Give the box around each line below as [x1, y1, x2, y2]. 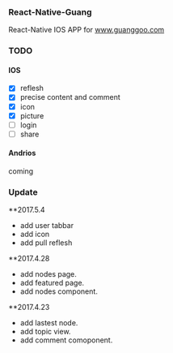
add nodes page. [19, 269, 77, 279]
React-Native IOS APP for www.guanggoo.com [8, 25, 165, 35]
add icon [19, 230, 50, 239]
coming [8, 166, 34, 176]
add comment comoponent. [19, 335, 113, 345]
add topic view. [19, 327, 71, 337]
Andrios [8, 149, 36, 158]
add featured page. [19, 278, 85, 288]
